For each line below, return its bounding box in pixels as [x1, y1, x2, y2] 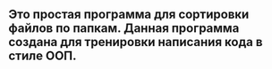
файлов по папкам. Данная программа [8, 21, 240, 36]
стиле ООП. [8, 49, 77, 64]
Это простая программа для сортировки [8, 7, 250, 22]
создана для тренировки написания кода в [8, 34, 263, 50]
